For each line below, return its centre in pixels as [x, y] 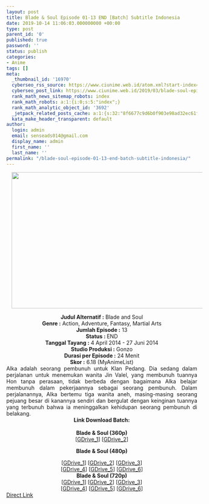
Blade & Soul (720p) [102, 476]
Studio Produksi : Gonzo [102, 350]
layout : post [23, 12]
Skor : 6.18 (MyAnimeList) [102, 362]
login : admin [28, 130]
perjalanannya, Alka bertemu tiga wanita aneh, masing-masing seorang [102, 394]
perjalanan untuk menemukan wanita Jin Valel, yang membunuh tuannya [102, 375]
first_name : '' [31, 147]
